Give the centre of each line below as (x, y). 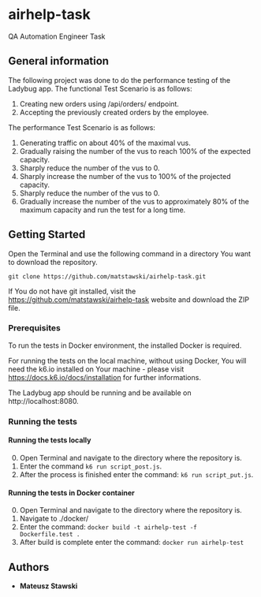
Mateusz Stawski (48, 586)
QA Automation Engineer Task (57, 36)
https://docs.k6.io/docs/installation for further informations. (104, 377)
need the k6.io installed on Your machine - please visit (96, 369)
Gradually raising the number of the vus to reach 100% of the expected (135, 151)
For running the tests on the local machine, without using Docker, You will (127, 360)
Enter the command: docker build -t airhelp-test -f (108, 527)
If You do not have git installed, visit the (72, 291)
